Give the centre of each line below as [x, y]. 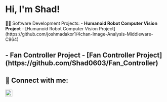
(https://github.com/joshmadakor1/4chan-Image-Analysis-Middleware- [79, 34]
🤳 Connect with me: [37, 80]
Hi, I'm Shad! [33, 9]
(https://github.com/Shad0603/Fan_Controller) [82, 63]
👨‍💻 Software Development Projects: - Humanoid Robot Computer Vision [81, 23]
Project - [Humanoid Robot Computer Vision [52, 28]
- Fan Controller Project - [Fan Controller [70, 55]
